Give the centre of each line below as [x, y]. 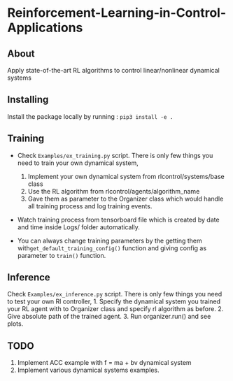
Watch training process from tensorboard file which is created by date [118, 220]
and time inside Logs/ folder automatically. [78, 227]
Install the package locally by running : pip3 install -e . [90, 116]
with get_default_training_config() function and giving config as [112, 248]
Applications [45, 28]
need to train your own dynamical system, [78, 163]
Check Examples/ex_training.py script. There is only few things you [115, 155]
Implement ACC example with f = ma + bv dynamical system [104, 363]
